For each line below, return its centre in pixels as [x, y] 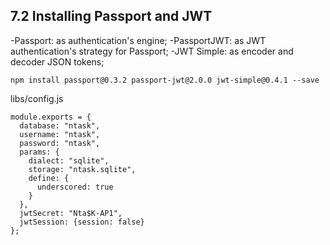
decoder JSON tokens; [57, 61]
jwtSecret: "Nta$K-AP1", [71, 213]
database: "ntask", [60, 125]
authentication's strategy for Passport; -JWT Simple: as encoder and [152, 51]
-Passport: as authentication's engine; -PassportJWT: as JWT [138, 40]
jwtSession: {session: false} [82, 222]
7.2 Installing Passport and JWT [111, 16]
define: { [49, 178]
